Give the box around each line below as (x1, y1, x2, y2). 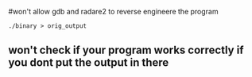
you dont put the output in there (8, 56, 169, 70)
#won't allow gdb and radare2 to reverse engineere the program (8, 7, 219, 16)
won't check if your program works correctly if (8, 44, 244, 57)
